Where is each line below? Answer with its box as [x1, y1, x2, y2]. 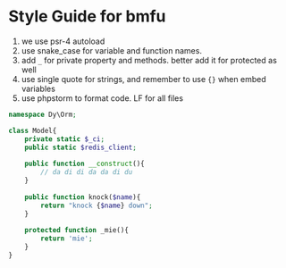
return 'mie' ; [40, 234, 93, 243]
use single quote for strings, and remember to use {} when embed [21, 73, 266, 84]
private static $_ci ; [24, 134, 105, 144]
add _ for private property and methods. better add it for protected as [21, 54, 278, 65]
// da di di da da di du [40, 168, 133, 177]
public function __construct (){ [24, 159, 145, 169]
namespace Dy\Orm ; [8, 110, 77, 119]
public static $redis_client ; [24, 143, 138, 152]
